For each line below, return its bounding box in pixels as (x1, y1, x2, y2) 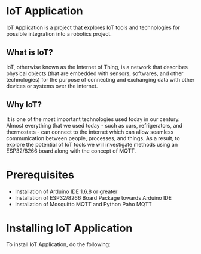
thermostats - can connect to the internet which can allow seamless (6, 128, 174, 135)
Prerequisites (6, 168, 75, 181)
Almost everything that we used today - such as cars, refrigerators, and (6, 122, 182, 129)
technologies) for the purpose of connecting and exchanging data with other (6, 76, 195, 83)
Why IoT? (6, 100, 42, 110)
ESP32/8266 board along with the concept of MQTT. (6, 147, 136, 154)
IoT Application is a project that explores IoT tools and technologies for (6, 24, 181, 31)
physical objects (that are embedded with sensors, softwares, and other (6, 70, 184, 77)
